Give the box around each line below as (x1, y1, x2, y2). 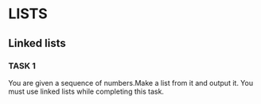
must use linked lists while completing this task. (8, 87, 165, 96)
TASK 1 (8, 60, 36, 71)
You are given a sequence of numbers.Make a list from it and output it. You (8, 78, 253, 87)
